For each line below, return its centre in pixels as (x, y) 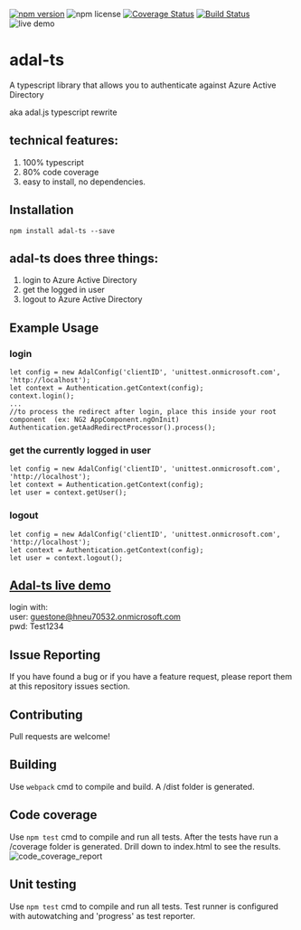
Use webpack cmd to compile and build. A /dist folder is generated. (132, 786)
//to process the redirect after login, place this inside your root (143, 412)
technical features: (64, 141)
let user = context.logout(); (66, 558)
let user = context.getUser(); (68, 493)
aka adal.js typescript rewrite (63, 112)
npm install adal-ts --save (62, 230)
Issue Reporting (55, 655)
